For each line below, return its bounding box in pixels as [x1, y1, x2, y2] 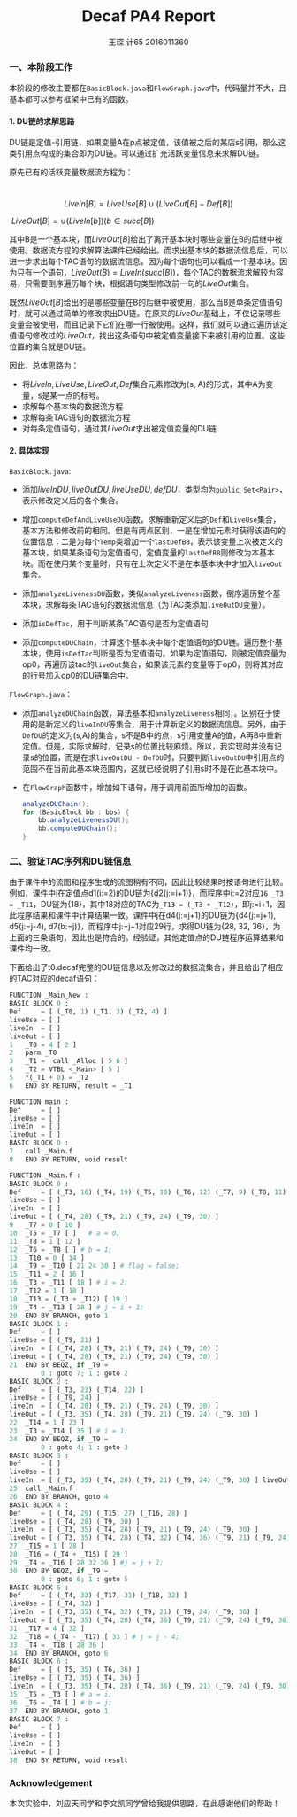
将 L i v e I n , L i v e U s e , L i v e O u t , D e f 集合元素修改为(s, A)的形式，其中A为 [21, 379, 266, 390]
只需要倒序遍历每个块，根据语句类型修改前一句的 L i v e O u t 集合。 [24, 278, 255, 289]
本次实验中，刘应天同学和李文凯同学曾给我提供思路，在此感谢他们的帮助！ [9, 1798, 280, 1809]
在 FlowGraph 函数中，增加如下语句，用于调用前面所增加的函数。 [21, 781, 252, 792]
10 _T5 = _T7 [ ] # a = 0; [9, 1229, 121, 1238]
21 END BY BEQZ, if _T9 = [9, 1360, 109, 1370]
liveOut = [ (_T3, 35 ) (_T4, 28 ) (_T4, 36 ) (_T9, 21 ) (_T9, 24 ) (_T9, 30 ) [9, 1616, 291, 1625]
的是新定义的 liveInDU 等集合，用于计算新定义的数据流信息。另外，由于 [29, 718, 287, 729]
